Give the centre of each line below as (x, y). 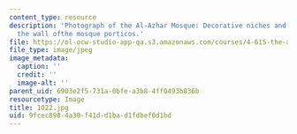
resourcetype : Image (47, 99)
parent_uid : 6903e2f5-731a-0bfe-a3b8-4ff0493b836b (104, 91)
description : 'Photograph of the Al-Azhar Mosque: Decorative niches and (148, 26)
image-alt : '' (43, 83)
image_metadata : (39, 58)
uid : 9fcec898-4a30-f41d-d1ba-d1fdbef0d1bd (91, 115)
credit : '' (37, 75)
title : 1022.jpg (39, 108)
